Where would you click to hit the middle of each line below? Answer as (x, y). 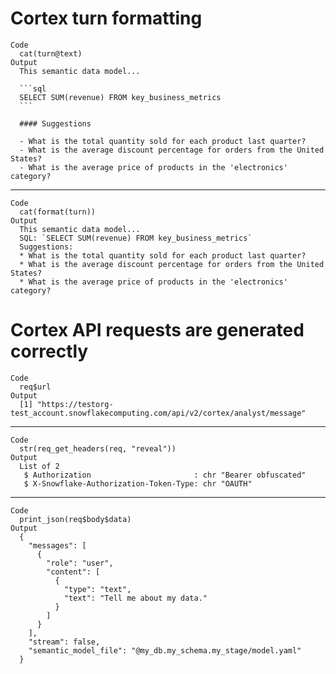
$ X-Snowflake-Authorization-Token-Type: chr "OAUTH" (138, 483)
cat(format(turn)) (58, 212)
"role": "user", (80, 563)
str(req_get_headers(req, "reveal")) (98, 448)
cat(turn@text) (51, 53)
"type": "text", (97, 589)
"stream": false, (64, 642)
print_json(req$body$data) (75, 519)
